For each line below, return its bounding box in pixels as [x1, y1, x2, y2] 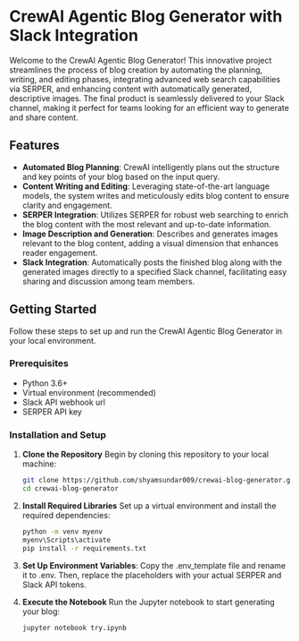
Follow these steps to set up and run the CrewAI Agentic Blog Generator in [9, 325, 283, 337]
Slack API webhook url [21, 397, 105, 407]
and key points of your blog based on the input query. [21, 171, 220, 182]
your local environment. [9, 335, 96, 346]
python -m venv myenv [21, 526, 103, 536]
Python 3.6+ [21, 378, 69, 389]
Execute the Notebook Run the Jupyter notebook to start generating [21, 596, 275, 607]
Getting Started [9, 302, 97, 317]
